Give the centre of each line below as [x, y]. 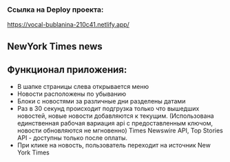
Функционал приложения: [67, 70]
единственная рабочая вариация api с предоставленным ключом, [115, 123]
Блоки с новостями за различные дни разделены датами [101, 101]
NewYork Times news [55, 46]
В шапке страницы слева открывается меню [83, 86]
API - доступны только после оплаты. [72, 138]
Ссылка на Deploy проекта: [55, 10]
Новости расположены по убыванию [71, 94]
